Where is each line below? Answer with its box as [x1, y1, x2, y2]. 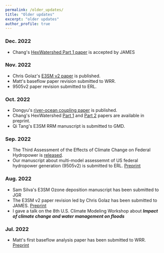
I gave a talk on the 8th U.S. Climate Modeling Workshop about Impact [12, 208, 158, 214]
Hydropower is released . [12, 152, 63, 158]
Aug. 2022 [5, 175, 31, 182]
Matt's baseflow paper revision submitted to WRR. [12, 78, 116, 84]
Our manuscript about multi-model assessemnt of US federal [12, 158, 138, 164]
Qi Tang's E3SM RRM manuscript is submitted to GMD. [12, 123, 125, 129]
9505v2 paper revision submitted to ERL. [12, 83, 97, 89]
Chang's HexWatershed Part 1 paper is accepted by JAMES [12, 49, 135, 55]
